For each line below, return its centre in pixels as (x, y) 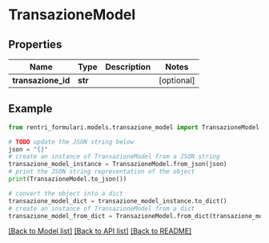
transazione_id (41, 80)
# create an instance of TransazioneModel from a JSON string (114, 157)
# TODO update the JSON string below (71, 142)
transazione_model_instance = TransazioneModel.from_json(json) (118, 164)
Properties (35, 45)
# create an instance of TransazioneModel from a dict (102, 209)
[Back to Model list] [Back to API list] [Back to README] (100, 231)
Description (128, 67)
